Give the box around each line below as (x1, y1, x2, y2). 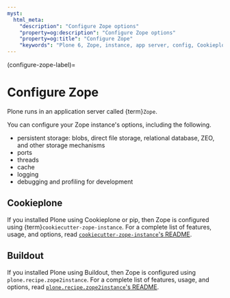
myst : (7, 10, 23, 17)
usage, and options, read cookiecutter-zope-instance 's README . (7, 230, 192, 238)
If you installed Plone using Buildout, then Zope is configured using (7, 268, 196, 276)
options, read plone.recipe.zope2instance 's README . (7, 282, 159, 291)
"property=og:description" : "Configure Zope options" (19, 29, 176, 36)
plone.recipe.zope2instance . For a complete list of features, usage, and (7, 275, 210, 284)
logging (16, 170, 39, 178)
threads (16, 156, 39, 164)
